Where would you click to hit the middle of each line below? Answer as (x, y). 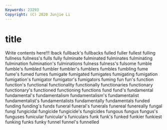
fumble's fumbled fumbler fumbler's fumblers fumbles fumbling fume (77, 69)
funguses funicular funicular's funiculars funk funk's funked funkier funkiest (84, 117)
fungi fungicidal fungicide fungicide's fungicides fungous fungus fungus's (82, 111)
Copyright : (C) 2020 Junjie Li (38, 14)
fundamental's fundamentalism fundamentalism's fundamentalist (72, 95)
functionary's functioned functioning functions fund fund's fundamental (79, 90)
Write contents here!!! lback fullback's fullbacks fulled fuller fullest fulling (80, 53)
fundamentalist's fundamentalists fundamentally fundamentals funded (77, 101)
